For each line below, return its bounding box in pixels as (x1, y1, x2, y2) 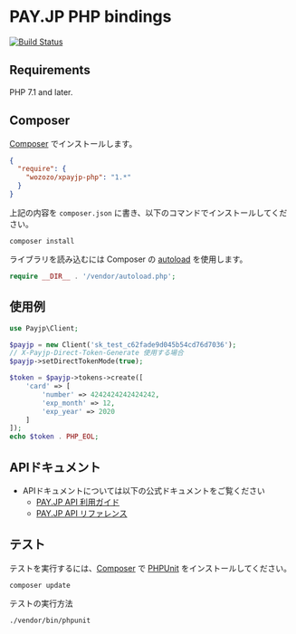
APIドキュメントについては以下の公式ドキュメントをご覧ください (22, 485, 265, 495)
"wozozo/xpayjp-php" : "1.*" (25, 173, 131, 182)
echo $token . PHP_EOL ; (9, 432, 100, 441)
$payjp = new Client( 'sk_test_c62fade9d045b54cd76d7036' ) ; (9, 340, 237, 350)
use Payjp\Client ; (9, 323, 79, 332)
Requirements (9, 62, 91, 78)
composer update (9, 581, 71, 590)
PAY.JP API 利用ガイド (35, 496, 120, 507)
